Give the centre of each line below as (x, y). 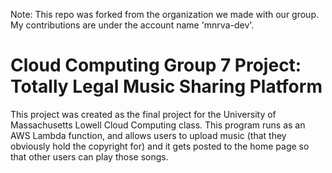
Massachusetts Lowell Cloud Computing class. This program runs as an (158, 125)
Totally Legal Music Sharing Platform (166, 86)
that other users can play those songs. (89, 156)
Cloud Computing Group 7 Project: (156, 65)
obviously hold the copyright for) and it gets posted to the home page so (160, 146)
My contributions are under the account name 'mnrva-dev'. (132, 25)
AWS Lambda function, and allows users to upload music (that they (148, 135)
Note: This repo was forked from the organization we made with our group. (165, 14)
